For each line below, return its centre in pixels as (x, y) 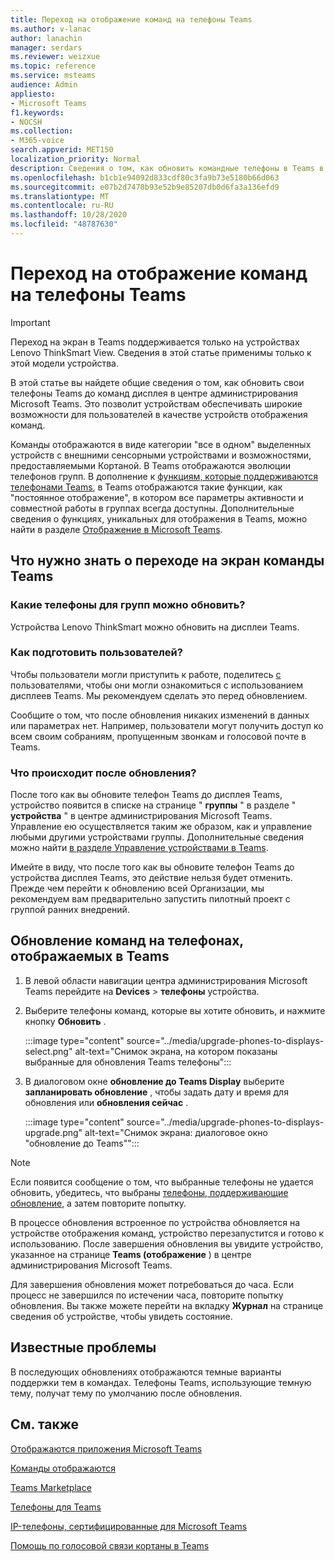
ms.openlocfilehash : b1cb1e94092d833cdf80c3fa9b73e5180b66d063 (145, 177)
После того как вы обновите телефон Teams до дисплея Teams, (146, 795)
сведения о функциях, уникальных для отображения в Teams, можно (159, 518)
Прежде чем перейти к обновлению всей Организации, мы (137, 888)
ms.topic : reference (53, 66)
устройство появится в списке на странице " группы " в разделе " (153, 805)
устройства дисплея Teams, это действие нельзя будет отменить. (151, 878)
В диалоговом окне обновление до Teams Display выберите (154, 1081)
